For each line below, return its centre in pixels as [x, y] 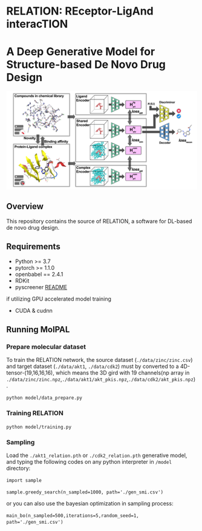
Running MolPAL [38, 329]
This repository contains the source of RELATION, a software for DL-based [99, 221]
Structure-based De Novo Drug [86, 65]
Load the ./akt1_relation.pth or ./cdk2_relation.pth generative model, [97, 455]
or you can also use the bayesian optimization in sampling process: [90, 503]
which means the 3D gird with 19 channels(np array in [122, 373]
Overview [25, 206]
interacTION [37, 24]
